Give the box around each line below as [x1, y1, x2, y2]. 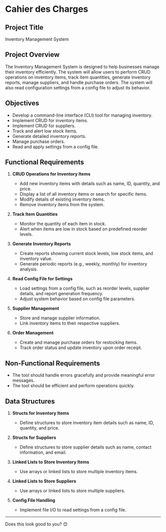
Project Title [5, 23, 43, 32]
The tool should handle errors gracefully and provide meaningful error [12, 372, 155, 378]
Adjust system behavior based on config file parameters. [19, 296, 135, 302]
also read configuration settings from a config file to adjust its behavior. [5, 85, 151, 90]
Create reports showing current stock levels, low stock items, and [19, 251, 153, 257]
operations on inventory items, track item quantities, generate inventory [5, 74, 151, 80]
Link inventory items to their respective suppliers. [19, 320, 120, 326]
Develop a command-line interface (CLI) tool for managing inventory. [12, 112, 153, 118]
